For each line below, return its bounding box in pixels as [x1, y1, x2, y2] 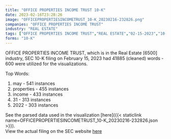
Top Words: [5, 70, 30, 76]
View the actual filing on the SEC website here [5, 128, 102, 134]
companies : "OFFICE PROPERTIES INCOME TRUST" [5, 21, 103, 27]
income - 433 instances [12, 91, 63, 97]
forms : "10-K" [5, 36, 36, 41]
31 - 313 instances [12, 96, 51, 102]
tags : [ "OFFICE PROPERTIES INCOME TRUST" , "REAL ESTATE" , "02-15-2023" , [5, 31, 158, 36]
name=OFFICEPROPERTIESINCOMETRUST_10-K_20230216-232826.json [5, 117, 158, 123]
